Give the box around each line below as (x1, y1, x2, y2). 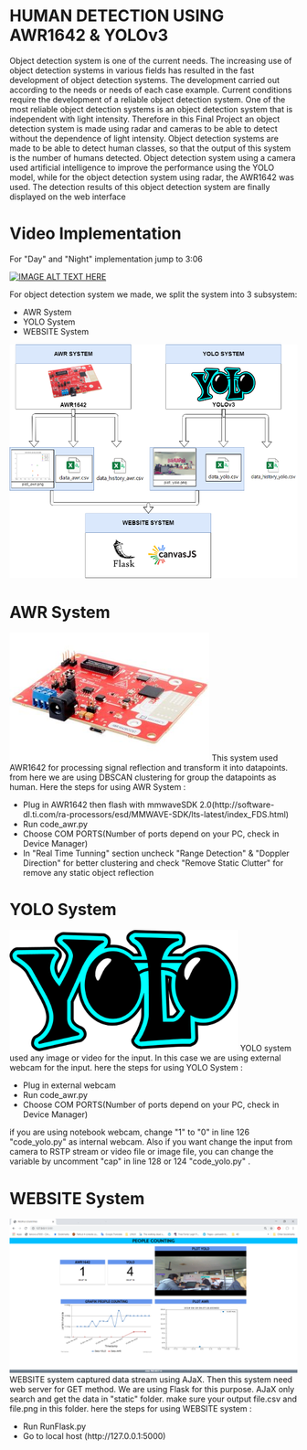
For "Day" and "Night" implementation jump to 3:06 (9, 253, 203, 264)
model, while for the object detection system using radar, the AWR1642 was (9, 171, 295, 183)
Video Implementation (9, 223, 182, 244)
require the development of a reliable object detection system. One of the (9, 93, 286, 105)
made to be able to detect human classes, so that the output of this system (9, 143, 291, 154)
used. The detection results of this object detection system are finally (9, 181, 270, 192)
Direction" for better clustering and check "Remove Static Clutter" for (22, 858, 284, 869)
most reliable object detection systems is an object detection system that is (9, 103, 293, 114)
